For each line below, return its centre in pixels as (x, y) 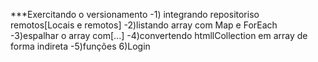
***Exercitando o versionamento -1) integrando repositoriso (135, 14)
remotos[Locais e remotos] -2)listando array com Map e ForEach (144, 25)
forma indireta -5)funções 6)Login (80, 46)
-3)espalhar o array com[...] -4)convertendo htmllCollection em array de (159, 35)
